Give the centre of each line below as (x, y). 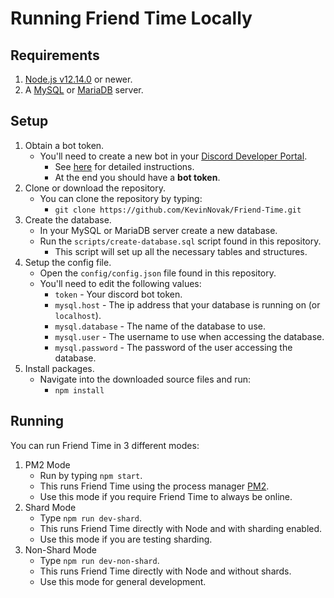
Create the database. (68, 219)
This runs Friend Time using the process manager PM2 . (154, 486)
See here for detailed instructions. (124, 166)
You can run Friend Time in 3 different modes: (105, 445)
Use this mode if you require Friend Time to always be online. (166, 496)
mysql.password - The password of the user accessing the (173, 347)
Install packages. (59, 368)
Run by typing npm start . (91, 475)
